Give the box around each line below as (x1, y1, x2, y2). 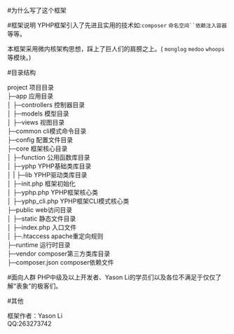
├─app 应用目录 (7, 92, 54, 100)
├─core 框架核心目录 (7, 144, 68, 153)
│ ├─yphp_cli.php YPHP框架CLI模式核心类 (7, 197, 130, 205)
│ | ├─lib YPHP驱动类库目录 (7, 171, 88, 179)
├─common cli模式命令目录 (7, 127, 87, 135)
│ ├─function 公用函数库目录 (7, 153, 90, 161)
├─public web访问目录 (7, 206, 72, 214)
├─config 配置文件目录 (7, 136, 74, 144)
